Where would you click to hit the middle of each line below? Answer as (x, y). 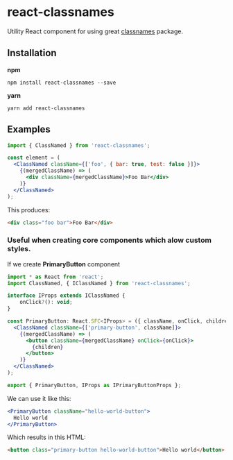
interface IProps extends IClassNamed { (67, 296)
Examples (29, 129)
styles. (19, 249)
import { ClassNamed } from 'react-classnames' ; (79, 145)
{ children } (48, 347)
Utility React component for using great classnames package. (95, 31)
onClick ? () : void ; (46, 303)
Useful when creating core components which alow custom (109, 240)
